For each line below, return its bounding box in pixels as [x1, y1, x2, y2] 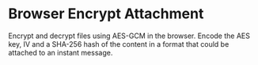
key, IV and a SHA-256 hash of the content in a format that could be [8, 39, 230, 48]
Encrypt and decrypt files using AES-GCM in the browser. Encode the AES [8, 31, 251, 40]
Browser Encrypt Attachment [8, 5, 204, 23]
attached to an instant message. [8, 48, 113, 57]
